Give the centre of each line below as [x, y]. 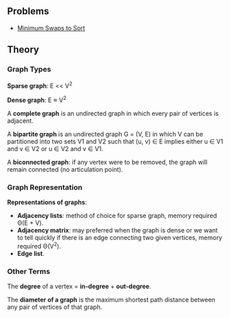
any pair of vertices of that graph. [55, 307]
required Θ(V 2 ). [39, 246]
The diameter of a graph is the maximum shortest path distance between [111, 300]
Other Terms [29, 271]
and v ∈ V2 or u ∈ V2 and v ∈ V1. [55, 148]
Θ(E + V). [30, 223]
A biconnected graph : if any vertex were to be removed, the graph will [107, 162]
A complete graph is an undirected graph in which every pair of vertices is [113, 113]
